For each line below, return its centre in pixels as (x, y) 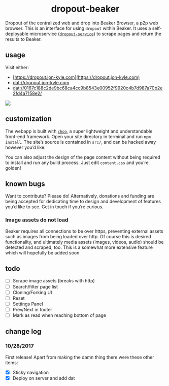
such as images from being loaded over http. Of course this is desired (78, 236)
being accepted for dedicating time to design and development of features (83, 202)
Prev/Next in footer (32, 309)
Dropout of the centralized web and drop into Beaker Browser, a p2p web (82, 23)
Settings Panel (28, 304)
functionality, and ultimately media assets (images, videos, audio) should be (84, 242)
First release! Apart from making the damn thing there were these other (80, 357)
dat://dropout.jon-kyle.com (41, 82)
